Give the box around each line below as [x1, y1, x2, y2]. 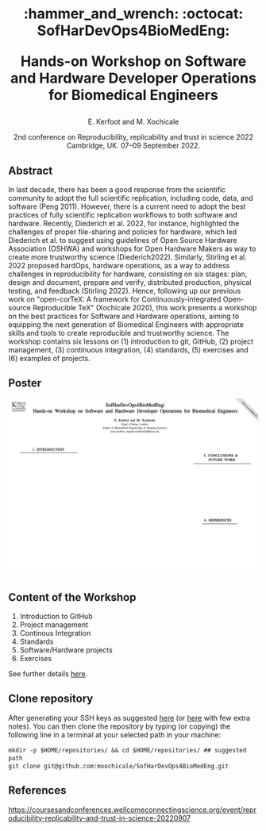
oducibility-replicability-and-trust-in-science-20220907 [8, 813, 191, 822]
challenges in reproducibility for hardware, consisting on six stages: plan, [8, 269, 248, 279]
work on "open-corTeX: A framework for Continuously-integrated [8, 294, 222, 304]
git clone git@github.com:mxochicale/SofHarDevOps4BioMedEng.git [8, 762, 229, 770]
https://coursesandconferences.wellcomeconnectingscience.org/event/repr [8, 805, 256, 814]
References [8, 783, 67, 798]
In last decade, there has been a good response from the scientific [8, 185, 226, 194]
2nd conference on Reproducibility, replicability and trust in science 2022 [13, 133, 254, 142]
